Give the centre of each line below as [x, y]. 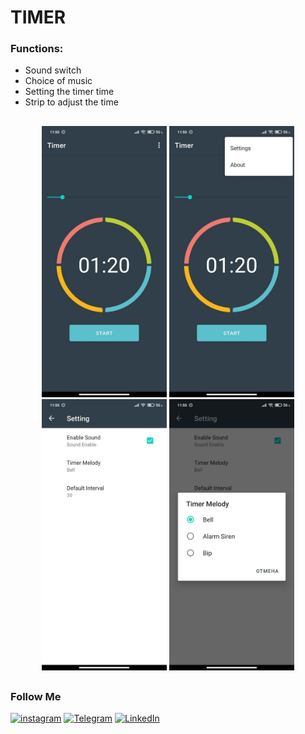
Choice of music [58, 81]
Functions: [37, 49]
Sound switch [53, 70]
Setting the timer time [69, 92]
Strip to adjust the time [71, 102]
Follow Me [36, 697]
